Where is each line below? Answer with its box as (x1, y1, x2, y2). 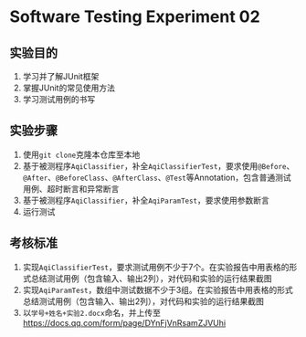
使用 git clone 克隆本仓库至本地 (22, 149, 141, 160)
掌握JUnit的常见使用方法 (22, 82, 116, 93)
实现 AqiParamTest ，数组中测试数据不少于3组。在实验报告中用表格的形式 (22, 284, 294, 295)
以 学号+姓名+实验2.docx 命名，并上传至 (22, 307, 162, 318)
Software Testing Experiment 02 (9, 6, 260, 27)
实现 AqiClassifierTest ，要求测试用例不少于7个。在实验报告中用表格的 (22, 261, 290, 272)
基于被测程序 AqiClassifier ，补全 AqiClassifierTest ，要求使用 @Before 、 (22, 160, 295, 171)
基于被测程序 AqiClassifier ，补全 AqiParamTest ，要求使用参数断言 (22, 195, 269, 205)
